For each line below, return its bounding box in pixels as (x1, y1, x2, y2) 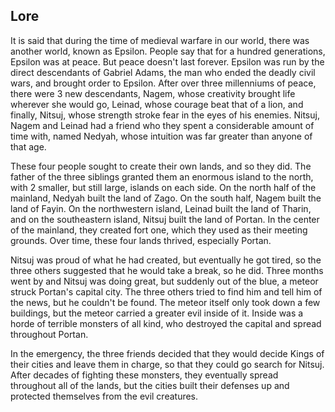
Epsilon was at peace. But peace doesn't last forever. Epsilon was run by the (10, 55, 325, 68)
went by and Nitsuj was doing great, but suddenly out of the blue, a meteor (10, 275, 319, 287)
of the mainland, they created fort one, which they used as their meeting (10, 224, 308, 236)
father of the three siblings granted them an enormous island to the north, (10, 170, 314, 183)
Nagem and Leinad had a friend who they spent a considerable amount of (10, 119, 315, 131)
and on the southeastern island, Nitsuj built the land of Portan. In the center (10, 213, 320, 225)
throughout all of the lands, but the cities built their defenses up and (10, 379, 290, 391)
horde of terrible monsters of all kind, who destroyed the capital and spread (10, 317, 322, 329)
